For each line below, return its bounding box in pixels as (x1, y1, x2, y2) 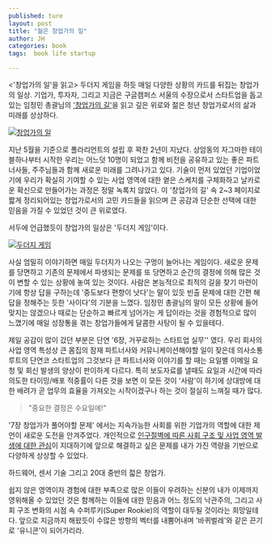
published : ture (8, 11, 63, 20)
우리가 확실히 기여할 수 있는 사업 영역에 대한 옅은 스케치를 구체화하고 (23, 175, 239, 185)
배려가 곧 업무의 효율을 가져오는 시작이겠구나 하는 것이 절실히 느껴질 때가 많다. (16, 386, 263, 395)
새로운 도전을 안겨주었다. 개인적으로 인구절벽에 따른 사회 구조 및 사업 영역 (23, 430, 255, 440)
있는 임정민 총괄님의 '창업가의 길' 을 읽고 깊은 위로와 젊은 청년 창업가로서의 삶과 (8, 100, 256, 109)
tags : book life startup (8, 49, 95, 58)
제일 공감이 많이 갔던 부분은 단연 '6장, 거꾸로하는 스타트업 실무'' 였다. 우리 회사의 (8, 336, 263, 344)
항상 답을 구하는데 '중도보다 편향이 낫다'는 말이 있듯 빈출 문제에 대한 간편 (23, 288, 252, 297)
